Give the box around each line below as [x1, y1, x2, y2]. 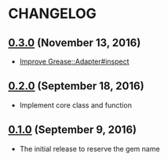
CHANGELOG [8, 5, 97, 23]
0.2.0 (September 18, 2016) [8, 79, 144, 93]
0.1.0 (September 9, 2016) [8, 123, 137, 137]
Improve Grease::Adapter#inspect [19, 57, 130, 66]
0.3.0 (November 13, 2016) [8, 36, 141, 49]
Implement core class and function [19, 100, 132, 110]
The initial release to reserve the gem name [19, 144, 160, 153]
